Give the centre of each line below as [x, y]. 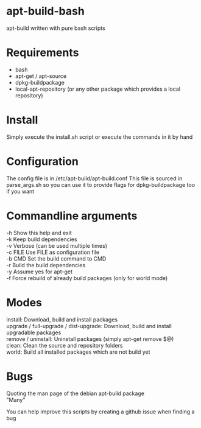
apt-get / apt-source [41, 76]
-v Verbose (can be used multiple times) [57, 245]
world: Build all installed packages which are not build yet [78, 352]
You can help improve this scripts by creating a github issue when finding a [100, 412]
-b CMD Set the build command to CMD [56, 258]
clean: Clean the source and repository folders [65, 345]
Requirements [43, 53]
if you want [20, 191]
